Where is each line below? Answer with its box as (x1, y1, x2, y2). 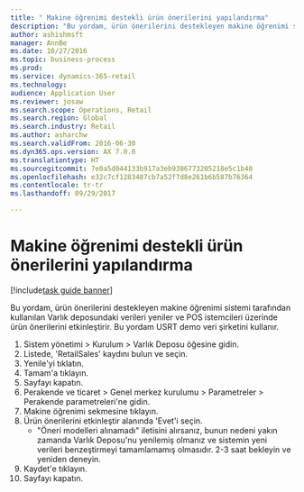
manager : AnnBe (10, 38, 68, 48)
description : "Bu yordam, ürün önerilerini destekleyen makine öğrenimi (10, 22, 290, 31)
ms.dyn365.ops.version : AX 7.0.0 (10, 147, 136, 156)
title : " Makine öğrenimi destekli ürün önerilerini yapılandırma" (10, 13, 270, 23)
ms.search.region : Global (10, 114, 107, 123)
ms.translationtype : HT (10, 155, 100, 165)
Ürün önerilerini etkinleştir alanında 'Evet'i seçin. (23, 415, 203, 426)
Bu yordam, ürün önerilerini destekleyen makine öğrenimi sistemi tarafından (10, 302, 291, 313)
